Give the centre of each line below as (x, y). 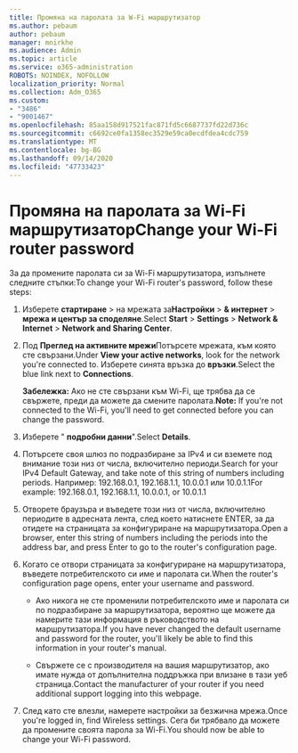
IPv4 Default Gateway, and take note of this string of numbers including (153, 473)
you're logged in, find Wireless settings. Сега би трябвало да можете (151, 720)
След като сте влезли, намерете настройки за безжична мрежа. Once (155, 711)
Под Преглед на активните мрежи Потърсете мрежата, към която (149, 346)
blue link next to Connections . (78, 374)
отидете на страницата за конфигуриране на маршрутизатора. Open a (155, 528)
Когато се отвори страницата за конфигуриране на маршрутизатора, (154, 565)
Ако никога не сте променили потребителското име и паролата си (162, 601)
